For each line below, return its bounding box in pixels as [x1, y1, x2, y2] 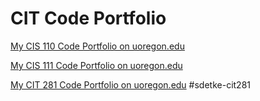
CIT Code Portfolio [10, 7, 167, 30]
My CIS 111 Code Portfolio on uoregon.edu [10, 59, 183, 71]
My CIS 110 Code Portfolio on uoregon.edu [10, 40, 185, 52]
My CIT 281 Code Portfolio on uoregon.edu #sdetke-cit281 [10, 78, 251, 91]
